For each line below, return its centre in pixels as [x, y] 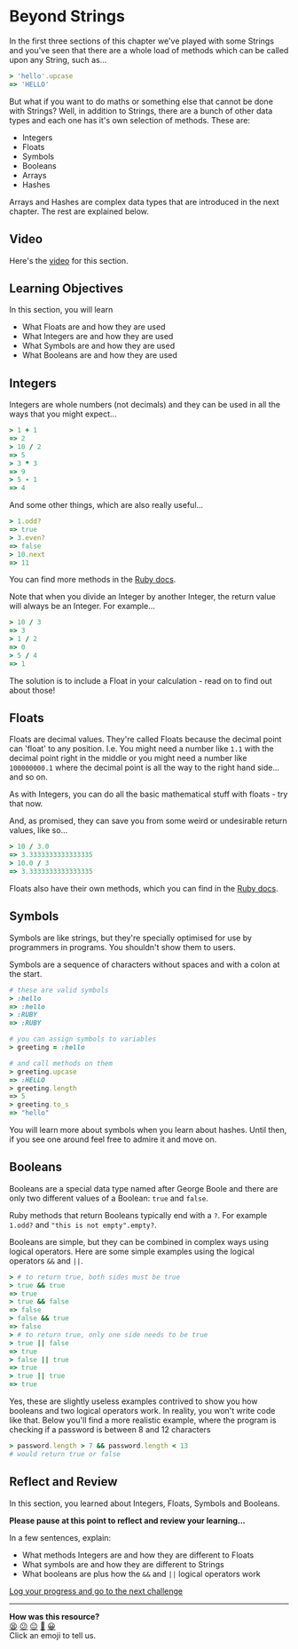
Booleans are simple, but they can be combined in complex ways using [139, 1241]
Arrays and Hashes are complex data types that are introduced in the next [144, 202]
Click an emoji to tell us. [53, 1635]
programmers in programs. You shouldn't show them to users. [123, 947]
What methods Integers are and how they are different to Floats [138, 1555]
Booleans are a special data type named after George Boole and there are [144, 1188]
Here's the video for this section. [69, 260]
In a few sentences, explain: [60, 1537]
